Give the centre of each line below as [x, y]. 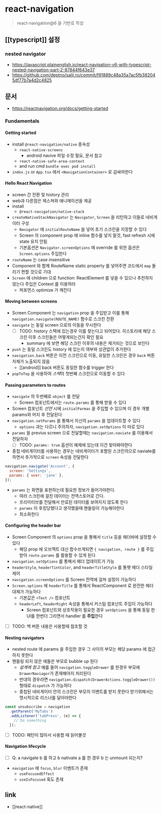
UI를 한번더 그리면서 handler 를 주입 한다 [65, 616]
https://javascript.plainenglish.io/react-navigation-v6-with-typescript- [81, 65]
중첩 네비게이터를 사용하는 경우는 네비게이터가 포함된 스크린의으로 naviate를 [84, 451]
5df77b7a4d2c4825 [32, 80]
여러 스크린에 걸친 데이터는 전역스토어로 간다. [62, 496]
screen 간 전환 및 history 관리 [40, 194]
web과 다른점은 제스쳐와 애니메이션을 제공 [52, 201]
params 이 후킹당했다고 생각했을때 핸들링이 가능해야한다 [72, 508]
